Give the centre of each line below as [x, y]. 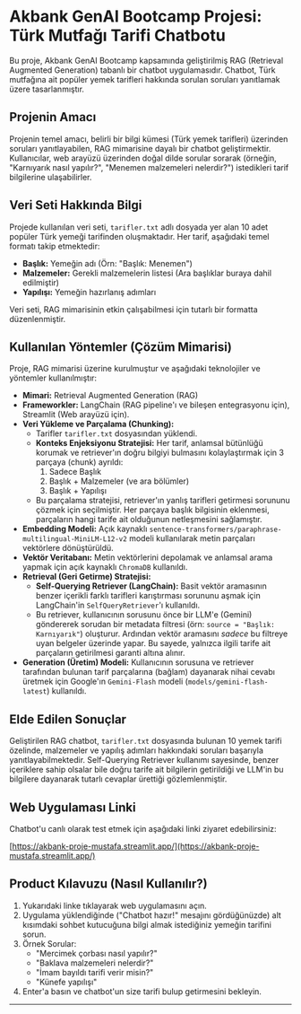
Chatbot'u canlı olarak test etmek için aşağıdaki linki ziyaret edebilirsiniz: [143, 829]
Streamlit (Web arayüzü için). [76, 415]
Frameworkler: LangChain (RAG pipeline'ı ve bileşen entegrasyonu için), [156, 405]
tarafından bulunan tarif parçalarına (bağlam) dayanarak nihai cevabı [149, 672]
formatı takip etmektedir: [55, 246]
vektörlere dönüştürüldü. [68, 548]
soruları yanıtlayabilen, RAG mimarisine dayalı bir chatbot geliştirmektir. [140, 148]
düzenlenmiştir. [38, 319]
